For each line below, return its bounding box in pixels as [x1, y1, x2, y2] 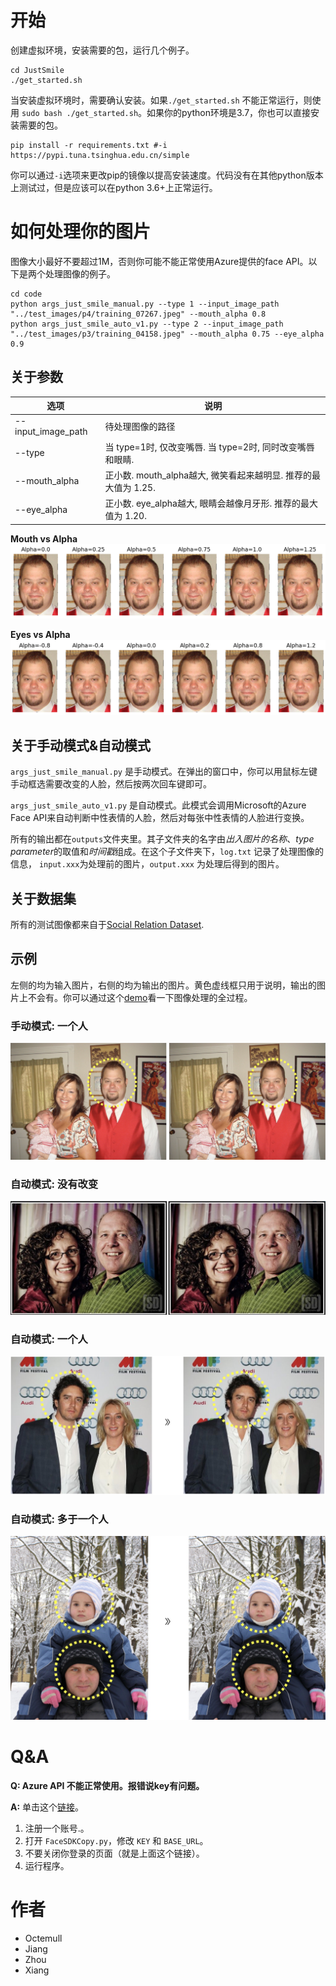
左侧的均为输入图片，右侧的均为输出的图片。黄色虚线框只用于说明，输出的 [10, 979, 317, 991]
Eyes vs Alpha [10, 629, 71, 641]
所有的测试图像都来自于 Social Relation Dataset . [10, 919, 205, 930]
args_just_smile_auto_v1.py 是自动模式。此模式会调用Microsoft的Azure [10, 799, 307, 811]
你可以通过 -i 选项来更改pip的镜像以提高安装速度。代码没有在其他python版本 [10, 169, 324, 181]
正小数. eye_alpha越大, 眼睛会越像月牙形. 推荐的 [104, 497, 301, 510]
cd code [10, 289, 43, 299]
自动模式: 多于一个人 [10, 1512, 109, 1526]
